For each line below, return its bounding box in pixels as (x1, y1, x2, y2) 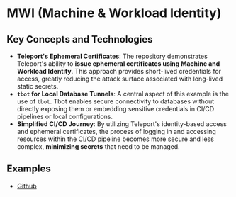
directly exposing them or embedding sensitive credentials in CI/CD (16, 105, 215, 113)
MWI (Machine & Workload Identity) (6, 5, 222, 21)
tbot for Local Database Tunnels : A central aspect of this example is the (16, 90, 230, 98)
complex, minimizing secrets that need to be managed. (16, 142, 180, 150)
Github (16, 181, 37, 190)
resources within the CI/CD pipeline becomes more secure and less (16, 135, 214, 143)
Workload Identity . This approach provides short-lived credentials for (16, 67, 221, 75)
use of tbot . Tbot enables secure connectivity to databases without (16, 97, 215, 106)
